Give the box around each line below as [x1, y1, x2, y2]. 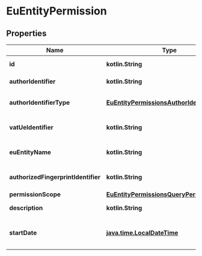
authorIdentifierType [9, 98, 70, 107]
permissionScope [9, 190, 61, 198]
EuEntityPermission [6, 4, 107, 18]
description [9, 204, 43, 212]
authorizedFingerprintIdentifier [9, 173, 101, 181]
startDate [9, 229, 37, 237]
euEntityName [9, 148, 51, 156]
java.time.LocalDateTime [106, 229, 179, 237]
